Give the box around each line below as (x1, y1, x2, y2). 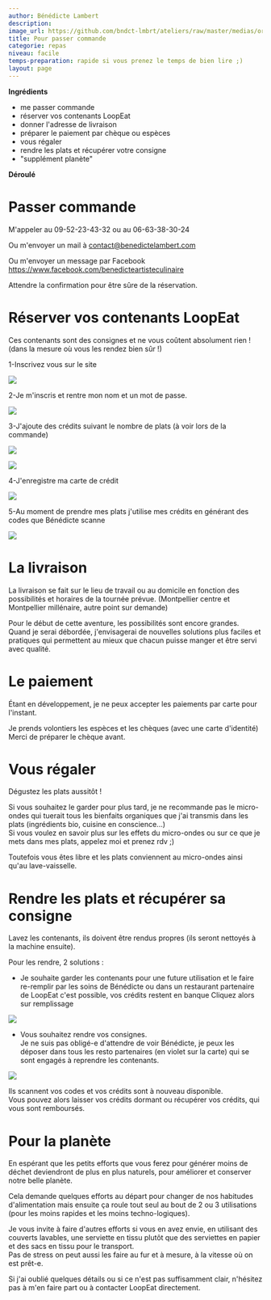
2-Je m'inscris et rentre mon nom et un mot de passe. (8, 390, 188, 400)
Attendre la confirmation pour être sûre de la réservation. (8, 280, 198, 289)
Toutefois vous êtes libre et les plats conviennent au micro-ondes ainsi (8, 852, 244, 862)
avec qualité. (8, 644, 51, 653)
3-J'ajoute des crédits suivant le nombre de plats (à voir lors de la (8, 421, 227, 431)
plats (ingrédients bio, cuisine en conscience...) (8, 820, 166, 829)
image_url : (8, 27, 45, 35)
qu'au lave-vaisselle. (8, 861, 77, 871)
